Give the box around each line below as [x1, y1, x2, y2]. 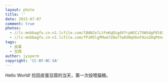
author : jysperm [5, 53, 39, 59]
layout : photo [5, 7, 35, 12]
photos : [5, 26, 21, 31]
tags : [5, 40, 16, 45]
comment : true [5, 21, 35, 26]
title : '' [5, 12, 26, 17]
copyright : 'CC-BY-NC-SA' [5, 58, 59, 63]
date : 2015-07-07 [5, 16, 41, 21]
